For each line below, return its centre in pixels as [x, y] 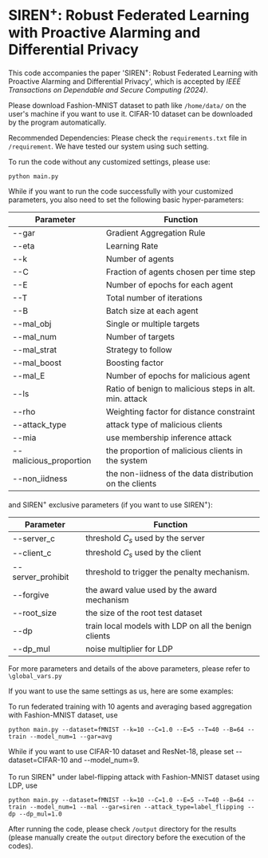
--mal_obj [32, 324]
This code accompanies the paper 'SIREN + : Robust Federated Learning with [133, 72]
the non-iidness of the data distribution [180, 473]
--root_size [35, 613]
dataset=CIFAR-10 [38, 760]
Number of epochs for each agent [170, 284]
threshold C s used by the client [143, 553]
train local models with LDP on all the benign [168, 626]
